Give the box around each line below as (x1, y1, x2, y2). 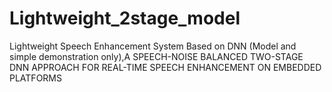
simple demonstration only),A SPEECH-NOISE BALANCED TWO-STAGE (9, 50, 304, 62)
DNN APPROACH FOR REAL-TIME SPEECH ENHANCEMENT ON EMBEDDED (9, 61, 322, 73)
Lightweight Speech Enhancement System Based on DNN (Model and (9, 40, 297, 52)
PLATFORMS (9, 72, 62, 84)
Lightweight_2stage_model (9, 7, 241, 30)
